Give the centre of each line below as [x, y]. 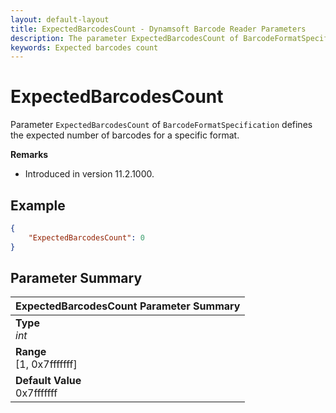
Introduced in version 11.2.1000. [89, 174]
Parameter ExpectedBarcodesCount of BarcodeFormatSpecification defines [161, 125]
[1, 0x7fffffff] [46, 364]
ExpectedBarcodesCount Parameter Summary [128, 306]
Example [38, 205]
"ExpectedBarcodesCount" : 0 [86, 237]
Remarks [29, 155]
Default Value [48, 381]
